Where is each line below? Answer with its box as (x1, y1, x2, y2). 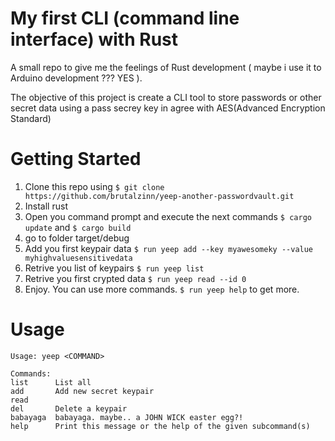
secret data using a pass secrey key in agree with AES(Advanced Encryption (10, 102, 326, 114)
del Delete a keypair (10, 403, 128, 414)
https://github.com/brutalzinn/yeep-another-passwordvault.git (24, 191, 295, 201)
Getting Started (10, 148, 142, 171)
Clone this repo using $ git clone (24, 180, 165, 192)
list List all (10, 377, 92, 387)
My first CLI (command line (10, 7, 240, 30)
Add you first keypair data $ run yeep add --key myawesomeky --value (24, 242, 314, 254)
